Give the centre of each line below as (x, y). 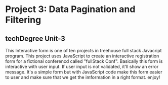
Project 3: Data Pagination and (70, 9)
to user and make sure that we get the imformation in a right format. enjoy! (83, 77)
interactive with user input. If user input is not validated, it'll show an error (82, 67)
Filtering (23, 20)
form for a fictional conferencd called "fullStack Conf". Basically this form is (84, 61)
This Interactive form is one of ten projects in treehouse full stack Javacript (83, 51)
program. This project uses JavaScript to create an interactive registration (82, 56)
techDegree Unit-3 (35, 38)
